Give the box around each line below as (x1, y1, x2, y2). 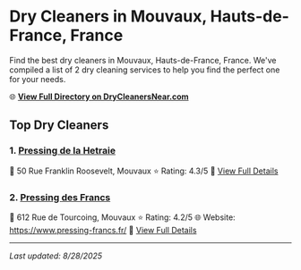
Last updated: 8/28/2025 (9, 250, 103, 261)
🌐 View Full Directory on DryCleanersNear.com (9, 91, 190, 102)
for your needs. (9, 73, 66, 84)
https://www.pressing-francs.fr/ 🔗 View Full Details (9, 224, 197, 235)
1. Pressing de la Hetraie (9, 145, 116, 157)
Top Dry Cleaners (9, 118, 109, 133)
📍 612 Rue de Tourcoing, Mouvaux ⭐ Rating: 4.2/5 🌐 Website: (9, 212, 236, 223)
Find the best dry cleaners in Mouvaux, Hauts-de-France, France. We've (9, 55, 277, 65)
